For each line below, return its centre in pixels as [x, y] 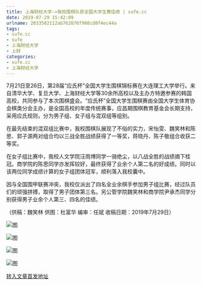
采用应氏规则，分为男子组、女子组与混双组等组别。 [69, 116]
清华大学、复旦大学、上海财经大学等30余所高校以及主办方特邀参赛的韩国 [102, 93]
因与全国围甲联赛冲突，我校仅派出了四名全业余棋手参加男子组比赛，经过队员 [101, 184]
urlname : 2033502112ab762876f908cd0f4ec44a [62, 23]
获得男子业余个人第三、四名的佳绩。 [56, 199]
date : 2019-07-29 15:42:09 [40, 17]
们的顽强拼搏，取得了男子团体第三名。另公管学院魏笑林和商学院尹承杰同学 [98, 192]
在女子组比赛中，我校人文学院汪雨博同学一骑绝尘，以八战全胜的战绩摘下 [96, 157]
